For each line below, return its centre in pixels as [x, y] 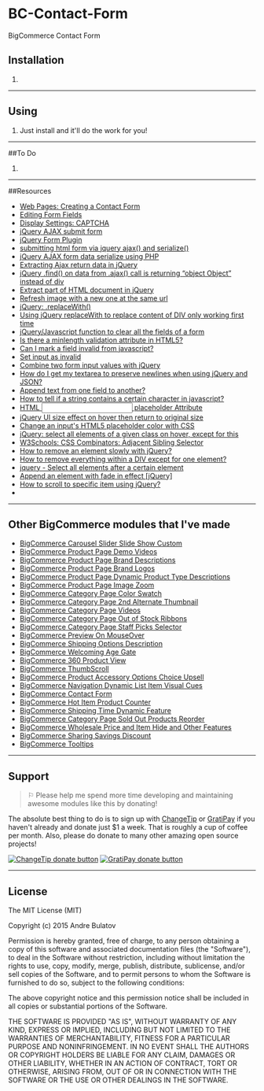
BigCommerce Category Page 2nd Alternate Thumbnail [109, 602]
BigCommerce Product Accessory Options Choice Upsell [112, 677]
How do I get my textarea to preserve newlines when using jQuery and [134, 373]
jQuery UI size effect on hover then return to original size [112, 417]
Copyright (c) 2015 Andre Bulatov [62, 925]
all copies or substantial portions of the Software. [88, 1006]
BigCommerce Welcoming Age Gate [78, 652]
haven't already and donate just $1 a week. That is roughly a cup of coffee [128, 827]
